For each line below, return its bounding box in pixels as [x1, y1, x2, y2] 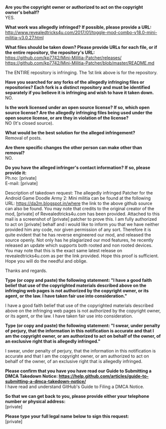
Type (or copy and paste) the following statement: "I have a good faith [5, 277, 152, 283]
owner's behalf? [5, 9, 40, 15]
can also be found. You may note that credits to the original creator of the [5, 206, 155, 211]
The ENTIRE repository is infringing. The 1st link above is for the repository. [5, 70, 158, 76]
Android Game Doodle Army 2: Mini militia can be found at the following [5, 195, 151, 201]
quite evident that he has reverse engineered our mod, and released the [5, 232, 152, 237]
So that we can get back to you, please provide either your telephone [5, 393, 150, 399]
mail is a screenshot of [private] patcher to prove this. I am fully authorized [5, 216, 157, 222]
